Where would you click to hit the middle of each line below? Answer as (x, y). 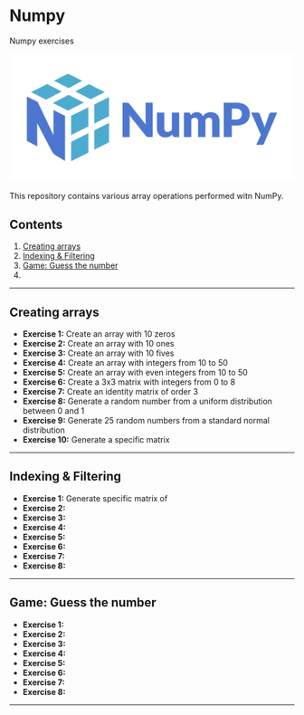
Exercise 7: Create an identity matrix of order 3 (110, 391)
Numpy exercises (42, 41)
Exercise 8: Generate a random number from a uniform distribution (147, 401)
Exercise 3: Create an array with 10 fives (98, 353)
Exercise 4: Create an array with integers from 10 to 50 (125, 362)
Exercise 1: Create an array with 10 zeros (99, 334)
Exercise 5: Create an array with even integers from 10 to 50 (135, 372)
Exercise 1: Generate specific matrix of (95, 498)
